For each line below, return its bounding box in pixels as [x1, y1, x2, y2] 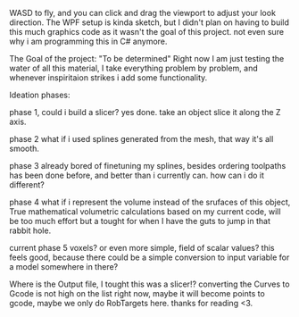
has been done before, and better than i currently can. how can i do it [9, 170, 265, 180]
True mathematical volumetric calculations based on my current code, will [9, 206, 281, 217]
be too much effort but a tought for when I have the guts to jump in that [9, 216, 270, 226]
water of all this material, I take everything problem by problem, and [9, 63, 258, 73]
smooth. [9, 143, 40, 154]
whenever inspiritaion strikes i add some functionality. [9, 72, 208, 83]
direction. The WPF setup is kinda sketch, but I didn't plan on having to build [9, 17, 290, 28]
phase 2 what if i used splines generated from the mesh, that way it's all [9, 134, 274, 144]
